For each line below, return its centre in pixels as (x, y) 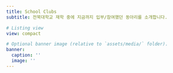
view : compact (24, 33)
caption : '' (26, 55)
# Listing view (25, 28)
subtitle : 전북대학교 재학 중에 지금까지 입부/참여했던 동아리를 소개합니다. (87, 17)
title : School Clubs (32, 12)
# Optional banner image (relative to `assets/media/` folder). (87, 44)
